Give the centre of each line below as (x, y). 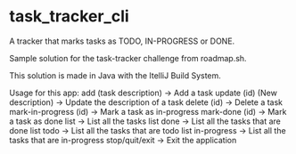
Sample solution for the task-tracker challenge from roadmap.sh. (128, 58)
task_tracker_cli (69, 16)
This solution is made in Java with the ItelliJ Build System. (115, 75)
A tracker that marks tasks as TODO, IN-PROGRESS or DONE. (122, 41)
